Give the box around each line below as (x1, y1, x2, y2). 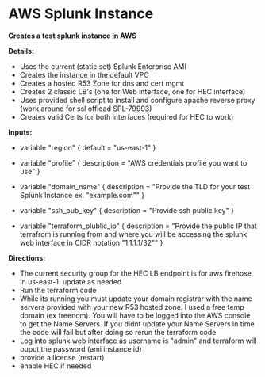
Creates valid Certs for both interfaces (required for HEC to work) (19, 112, 234, 121)
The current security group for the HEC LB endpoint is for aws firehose (19, 268, 252, 278)
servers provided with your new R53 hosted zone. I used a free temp (19, 302, 244, 311)
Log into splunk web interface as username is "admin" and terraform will (19, 336, 257, 345)
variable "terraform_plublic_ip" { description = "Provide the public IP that (19, 221, 258, 230)
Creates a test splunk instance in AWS (8, 31, 137, 40)
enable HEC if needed (19, 361, 92, 371)
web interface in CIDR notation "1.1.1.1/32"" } (19, 238, 163, 247)
